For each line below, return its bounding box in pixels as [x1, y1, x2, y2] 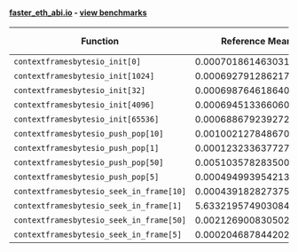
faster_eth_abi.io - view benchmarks [9, 7, 148, 18]
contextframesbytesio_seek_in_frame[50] [13, 216, 186, 225]
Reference [221, 35, 266, 48]
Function [81, 35, 120, 48]
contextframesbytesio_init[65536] [13, 114, 160, 124]
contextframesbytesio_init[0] [13, 57, 142, 67]
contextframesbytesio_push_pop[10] [13, 129, 164, 139]
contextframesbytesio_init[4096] [13, 100, 155, 110]
